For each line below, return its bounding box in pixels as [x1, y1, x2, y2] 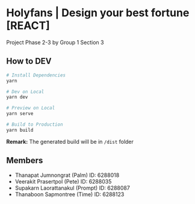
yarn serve [6, 111, 34, 117]
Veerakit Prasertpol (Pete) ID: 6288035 [14, 178, 112, 185]
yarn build [6, 127, 34, 133]
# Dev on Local [6, 88, 45, 94]
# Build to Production [6, 122, 63, 128]
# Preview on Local [6, 105, 55, 111]
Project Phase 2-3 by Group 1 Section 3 [6, 39, 104, 46]
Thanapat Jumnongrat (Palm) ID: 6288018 [14, 172, 120, 179]
